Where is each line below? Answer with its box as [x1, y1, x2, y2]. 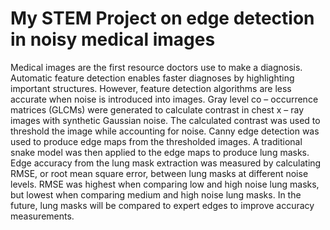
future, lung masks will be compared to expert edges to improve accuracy [10, 199, 315, 211]
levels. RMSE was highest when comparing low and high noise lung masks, [10, 178, 320, 190]
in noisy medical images [10, 28, 216, 51]
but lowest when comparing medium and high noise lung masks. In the [10, 188, 302, 201]
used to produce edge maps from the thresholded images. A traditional [10, 135, 303, 147]
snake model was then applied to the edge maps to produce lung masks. [10, 146, 310, 158]
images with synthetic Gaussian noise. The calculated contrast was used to [10, 114, 321, 126]
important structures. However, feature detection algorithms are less [10, 82, 292, 94]
